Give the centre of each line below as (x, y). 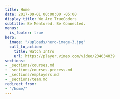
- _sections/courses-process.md (39, 70)
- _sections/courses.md (30, 65)
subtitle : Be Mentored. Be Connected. (45, 24)
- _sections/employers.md (32, 75)
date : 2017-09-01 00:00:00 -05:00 (41, 14)
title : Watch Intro (34, 51)
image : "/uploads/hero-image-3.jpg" (48, 42)
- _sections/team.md (27, 79)
